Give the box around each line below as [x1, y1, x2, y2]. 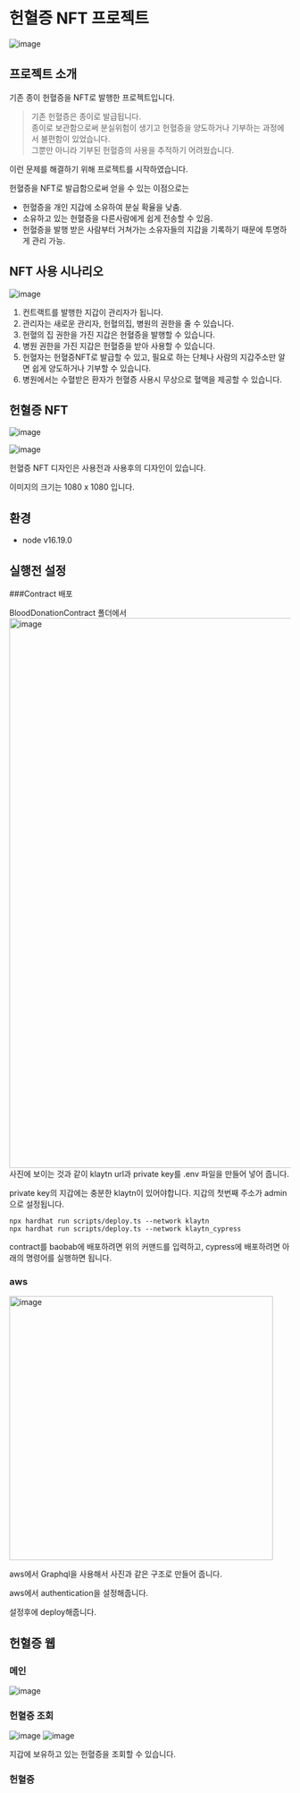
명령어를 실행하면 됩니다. [25, 1252, 112, 1263]
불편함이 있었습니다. [40, 133, 111, 144]
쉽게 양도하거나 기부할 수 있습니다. [31, 363, 152, 373]
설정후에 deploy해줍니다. [9, 1607, 96, 1618]
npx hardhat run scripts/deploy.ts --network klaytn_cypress [9, 1225, 242, 1234]
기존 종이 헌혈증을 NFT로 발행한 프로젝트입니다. [9, 91, 176, 103]
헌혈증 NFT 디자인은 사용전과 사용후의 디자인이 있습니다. [9, 463, 206, 474]
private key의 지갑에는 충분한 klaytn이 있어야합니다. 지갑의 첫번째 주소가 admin [9, 1188, 287, 1198]
